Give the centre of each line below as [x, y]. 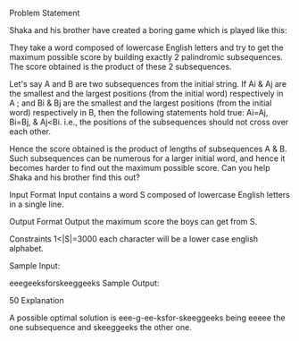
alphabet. [27, 248]
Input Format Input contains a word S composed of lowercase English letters [149, 195]
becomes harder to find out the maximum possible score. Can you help [140, 168]
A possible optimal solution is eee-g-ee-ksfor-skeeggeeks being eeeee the [147, 318]
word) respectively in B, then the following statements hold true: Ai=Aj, [139, 112]
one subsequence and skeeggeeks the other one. [100, 327]
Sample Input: [35, 266]
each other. [30, 132]
